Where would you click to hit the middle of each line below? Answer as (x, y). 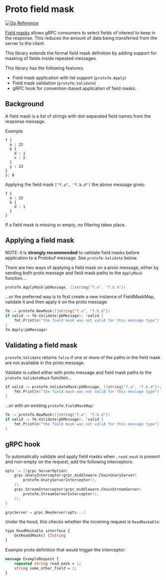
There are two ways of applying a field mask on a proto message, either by (82, 267)
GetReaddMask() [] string (40, 536)
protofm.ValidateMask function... (39, 378)
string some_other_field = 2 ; (46, 568)
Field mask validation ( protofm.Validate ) (54, 83)
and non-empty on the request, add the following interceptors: (69, 462)
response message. (25, 121)
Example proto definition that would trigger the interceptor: (66, 550)
